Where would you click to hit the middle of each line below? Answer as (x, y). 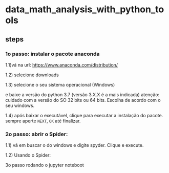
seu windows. (20, 105)
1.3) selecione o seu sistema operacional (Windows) (60, 84)
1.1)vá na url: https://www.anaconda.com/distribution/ (62, 64)
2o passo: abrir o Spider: (37, 134)
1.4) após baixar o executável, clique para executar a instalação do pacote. (84, 115)
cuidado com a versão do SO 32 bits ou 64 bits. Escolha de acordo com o (83, 100)
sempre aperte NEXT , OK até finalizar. (43, 121)
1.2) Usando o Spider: (28, 155)
